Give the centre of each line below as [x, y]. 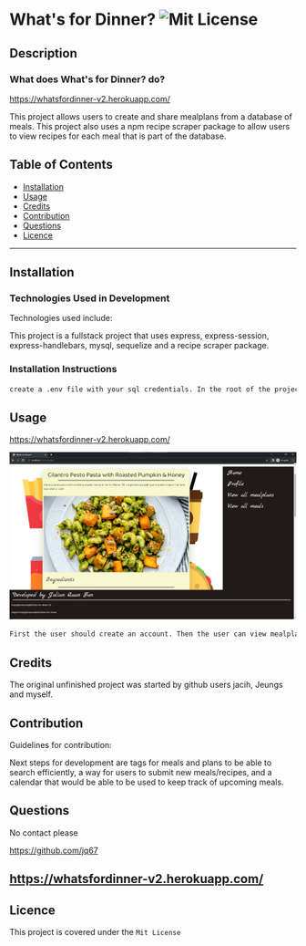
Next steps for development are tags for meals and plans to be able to [141, 763]
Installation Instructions [63, 369]
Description [43, 53]
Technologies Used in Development [90, 298]
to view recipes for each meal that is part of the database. [118, 136]
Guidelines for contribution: [61, 744]
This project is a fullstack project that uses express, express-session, [139, 336]
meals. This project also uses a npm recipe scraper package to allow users [150, 126]
